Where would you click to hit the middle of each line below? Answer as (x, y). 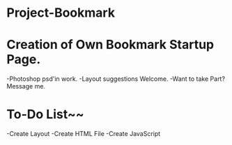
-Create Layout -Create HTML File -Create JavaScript (84, 134)
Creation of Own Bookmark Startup (110, 45)
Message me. (26, 86)
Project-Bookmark (61, 13)
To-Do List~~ (45, 115)
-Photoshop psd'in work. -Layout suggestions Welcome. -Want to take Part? (116, 79)
